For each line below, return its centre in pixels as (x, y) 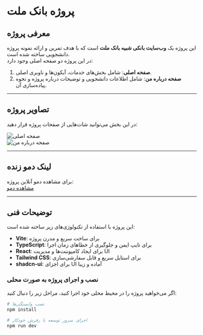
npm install (22, 309)
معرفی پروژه (29, 33)
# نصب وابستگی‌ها (26, 304)
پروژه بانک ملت (41, 11)
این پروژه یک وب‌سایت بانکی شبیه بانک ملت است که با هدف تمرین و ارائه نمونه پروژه (101, 48)
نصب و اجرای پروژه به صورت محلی (53, 280)
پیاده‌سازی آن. (31, 85)
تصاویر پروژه (28, 110)
